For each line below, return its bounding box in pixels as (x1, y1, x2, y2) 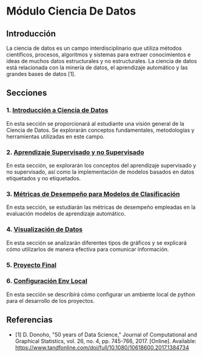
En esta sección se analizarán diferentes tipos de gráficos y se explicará (6, 239, 187, 246)
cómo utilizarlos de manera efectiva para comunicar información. (6, 245, 170, 253)
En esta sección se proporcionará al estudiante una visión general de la (6, 120, 185, 127)
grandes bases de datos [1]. (6, 70, 76, 77)
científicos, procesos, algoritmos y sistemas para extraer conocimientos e (6, 51, 191, 58)
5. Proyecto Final (6, 260, 57, 269)
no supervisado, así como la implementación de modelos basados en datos (6, 168, 195, 175)
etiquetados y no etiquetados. (6, 174, 81, 182)
